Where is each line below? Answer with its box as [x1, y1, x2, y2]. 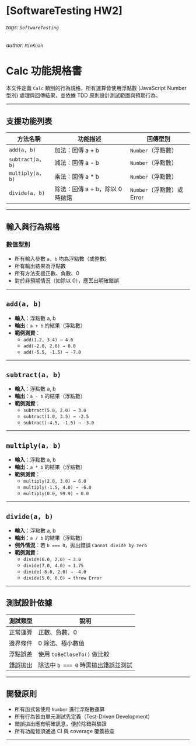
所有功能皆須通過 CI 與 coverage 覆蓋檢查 [14, 727, 115, 734]
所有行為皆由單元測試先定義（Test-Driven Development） [14, 713, 153, 720]
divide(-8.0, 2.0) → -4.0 [23, 569, 86, 575]
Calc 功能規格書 [6, 64, 82, 77]
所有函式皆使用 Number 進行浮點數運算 [14, 706, 105, 713]
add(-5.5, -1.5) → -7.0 [23, 349, 82, 355]
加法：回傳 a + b [54, 146, 100, 154]
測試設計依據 [6, 598, 52, 608]
